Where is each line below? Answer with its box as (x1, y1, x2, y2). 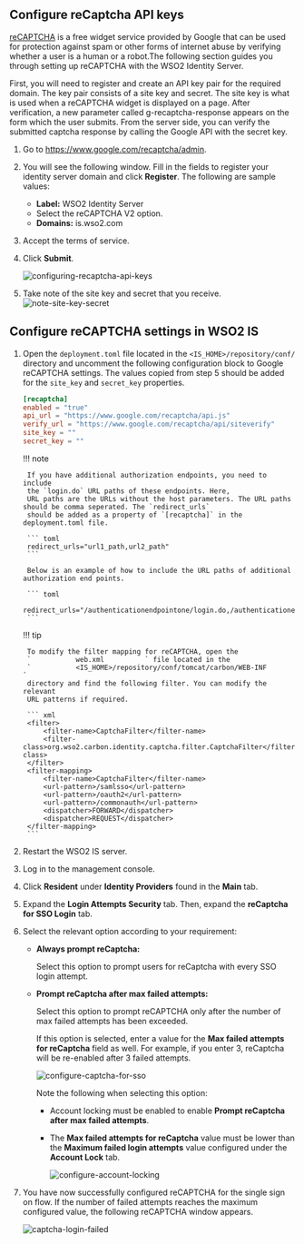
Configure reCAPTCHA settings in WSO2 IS (9, 324, 259, 340)
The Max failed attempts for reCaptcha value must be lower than (49, 1132, 295, 1143)
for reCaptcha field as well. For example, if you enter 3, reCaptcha (35, 1042, 285, 1053)
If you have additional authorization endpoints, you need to (26, 470, 268, 479)
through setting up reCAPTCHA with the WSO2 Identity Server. (9, 60, 244, 71)
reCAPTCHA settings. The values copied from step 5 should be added (22, 367, 285, 378)
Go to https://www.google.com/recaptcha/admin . (22, 143, 207, 154)
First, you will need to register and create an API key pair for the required (9, 77, 281, 89)
